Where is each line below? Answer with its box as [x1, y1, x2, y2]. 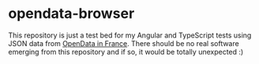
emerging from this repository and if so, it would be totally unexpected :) [8, 47, 244, 56]
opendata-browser [8, 5, 135, 23]
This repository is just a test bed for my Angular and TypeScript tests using [8, 30, 252, 40]
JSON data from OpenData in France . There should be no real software [8, 38, 239, 48]
